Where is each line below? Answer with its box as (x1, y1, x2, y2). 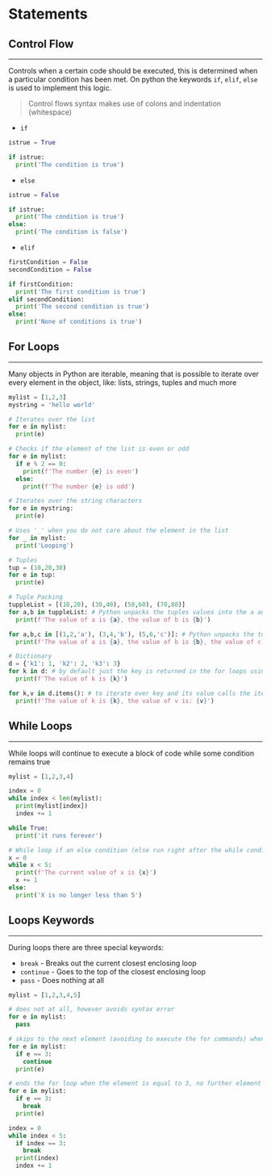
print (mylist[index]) (15, 802, 89, 810)
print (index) (15, 1154, 60, 1162)
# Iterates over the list (8, 415, 95, 424)
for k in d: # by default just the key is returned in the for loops (8, 668, 248, 676)
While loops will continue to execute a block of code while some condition (8, 748, 255, 758)
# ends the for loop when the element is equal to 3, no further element (8, 1079, 262, 1088)
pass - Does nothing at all (19, 975, 105, 985)
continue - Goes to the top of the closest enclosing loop (19, 966, 206, 977)
